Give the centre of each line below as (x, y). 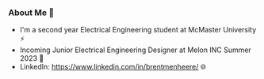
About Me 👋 (31, 13)
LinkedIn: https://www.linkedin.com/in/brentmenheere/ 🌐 (113, 67)
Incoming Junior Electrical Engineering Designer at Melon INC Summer (135, 50)
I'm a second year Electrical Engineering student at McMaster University (138, 30)
